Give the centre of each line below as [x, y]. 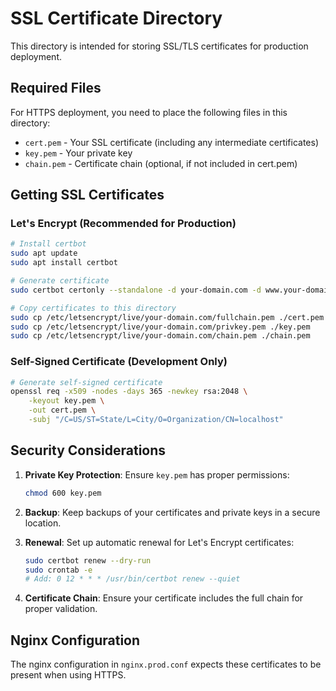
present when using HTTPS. [68, 675]
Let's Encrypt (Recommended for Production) [123, 224]
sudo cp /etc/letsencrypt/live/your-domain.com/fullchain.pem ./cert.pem [167, 317]
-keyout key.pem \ [66, 401]
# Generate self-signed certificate [86, 382]
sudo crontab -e [58, 570]
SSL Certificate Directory [116, 18]
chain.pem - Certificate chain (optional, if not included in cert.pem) [161, 163]
